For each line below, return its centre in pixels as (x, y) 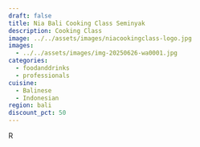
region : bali (30, 105)
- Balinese (34, 90)
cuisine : (23, 83)
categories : (28, 61)
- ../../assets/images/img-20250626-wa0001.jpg (97, 53)
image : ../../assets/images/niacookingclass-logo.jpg (100, 38)
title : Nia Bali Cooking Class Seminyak (77, 23)
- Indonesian (37, 98)
